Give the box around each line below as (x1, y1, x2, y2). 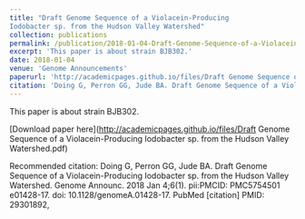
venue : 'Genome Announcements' (9, 65, 128, 74)
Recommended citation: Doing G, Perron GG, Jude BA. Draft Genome (9, 160, 268, 171)
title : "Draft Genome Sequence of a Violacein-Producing (9, 13, 230, 23)
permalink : (9, 38, 51, 48)
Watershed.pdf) (9, 143, 68, 154)
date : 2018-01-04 (9, 55, 75, 65)
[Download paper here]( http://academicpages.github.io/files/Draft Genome (9, 124, 290, 134)
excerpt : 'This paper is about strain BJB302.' (9, 47, 193, 56)
